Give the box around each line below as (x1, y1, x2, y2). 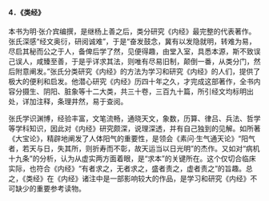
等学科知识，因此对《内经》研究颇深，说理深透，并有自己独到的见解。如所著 (8, 124, 261, 134)
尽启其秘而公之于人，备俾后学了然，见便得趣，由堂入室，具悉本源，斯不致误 (8, 46, 261, 56)
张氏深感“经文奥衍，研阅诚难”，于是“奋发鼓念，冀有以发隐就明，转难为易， (8, 37, 256, 46)
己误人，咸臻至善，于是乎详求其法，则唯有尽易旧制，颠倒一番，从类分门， (8, 57, 254, 66)
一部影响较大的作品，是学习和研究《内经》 (109, 174, 251, 183)
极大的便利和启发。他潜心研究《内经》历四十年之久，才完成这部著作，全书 (8, 77, 254, 86)
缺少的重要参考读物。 (14, 184, 86, 194)
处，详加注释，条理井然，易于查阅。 (8, 97, 128, 107)
